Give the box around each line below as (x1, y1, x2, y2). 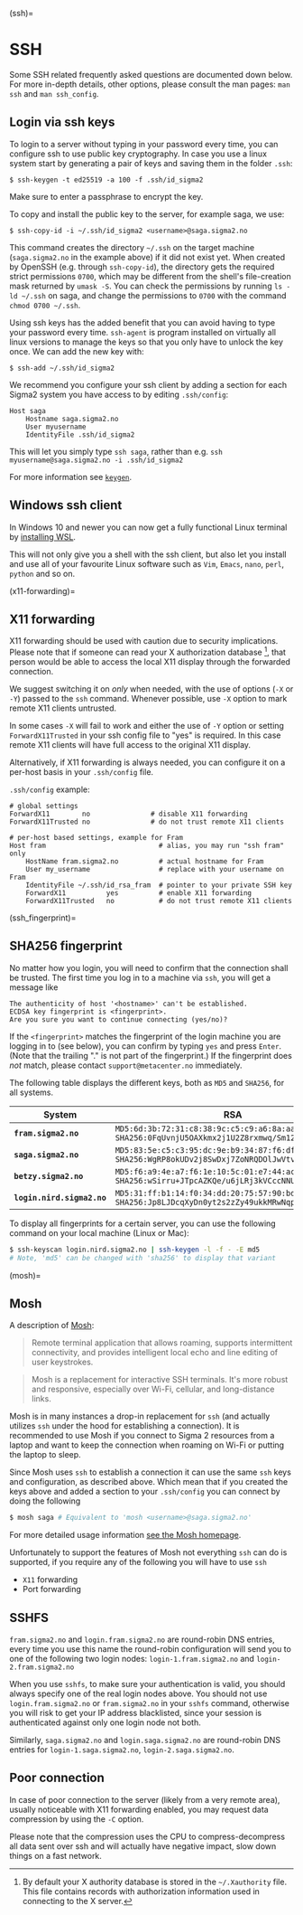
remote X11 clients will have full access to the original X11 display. (9, 740, 251, 750)
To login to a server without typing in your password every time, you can (9, 138, 279, 149)
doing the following (9, 1495, 81, 1506)
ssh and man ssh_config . (9, 88, 99, 99)
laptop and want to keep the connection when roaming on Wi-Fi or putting (9, 1439, 285, 1450)
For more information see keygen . (9, 471, 133, 482)
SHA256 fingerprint (9, 939, 124, 954)
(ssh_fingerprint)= (9, 912, 77, 923)
